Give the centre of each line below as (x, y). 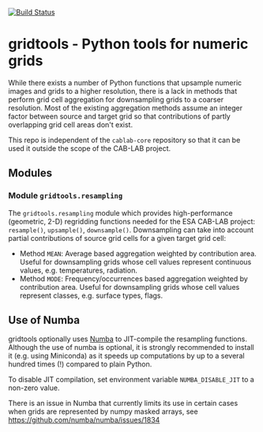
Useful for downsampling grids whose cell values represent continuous (135, 261)
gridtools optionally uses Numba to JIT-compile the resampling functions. (128, 339)
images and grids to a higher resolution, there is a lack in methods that (123, 91)
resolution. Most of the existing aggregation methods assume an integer (126, 107)
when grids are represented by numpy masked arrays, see (103, 411)
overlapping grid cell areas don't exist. (70, 124)
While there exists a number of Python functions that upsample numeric (125, 82)
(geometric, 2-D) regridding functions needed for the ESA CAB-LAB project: (131, 221)
